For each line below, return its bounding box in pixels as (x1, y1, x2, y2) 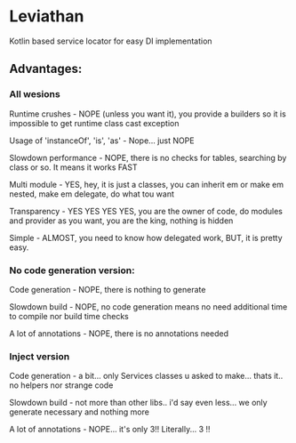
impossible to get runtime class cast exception (9, 117, 180, 128)
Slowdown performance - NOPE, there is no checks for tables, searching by (9, 152, 287, 163)
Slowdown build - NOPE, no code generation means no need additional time (9, 301, 288, 312)
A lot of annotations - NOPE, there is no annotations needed (9, 327, 229, 339)
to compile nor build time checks (9, 310, 129, 321)
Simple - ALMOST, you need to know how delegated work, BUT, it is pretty (9, 232, 283, 243)
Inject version (9, 350, 70, 362)
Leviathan (9, 6, 84, 27)
